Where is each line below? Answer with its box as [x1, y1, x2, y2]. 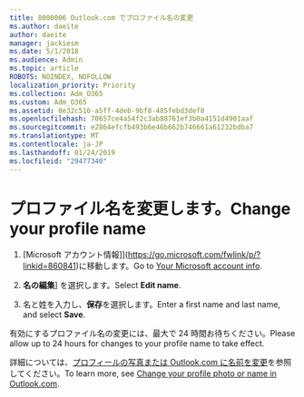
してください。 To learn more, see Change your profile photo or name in [9, 368, 277, 379]
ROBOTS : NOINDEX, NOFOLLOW [9, 73, 112, 82]
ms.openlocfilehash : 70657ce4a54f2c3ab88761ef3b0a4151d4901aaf [9, 114, 254, 123]
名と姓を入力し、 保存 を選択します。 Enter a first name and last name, [22, 299, 281, 310]
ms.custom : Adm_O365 [9, 97, 88, 107]
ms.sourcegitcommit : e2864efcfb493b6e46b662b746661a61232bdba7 [9, 123, 254, 132]
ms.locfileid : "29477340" [9, 156, 107, 166]
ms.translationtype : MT [9, 131, 100, 140]
